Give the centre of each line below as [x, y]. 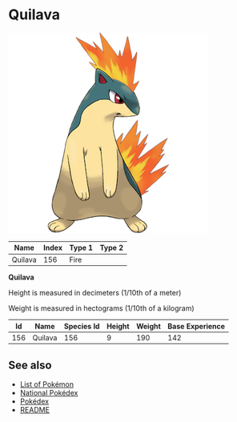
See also [30, 365]
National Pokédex [49, 393]
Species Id [82, 326]
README [35, 410]
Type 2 [112, 248]
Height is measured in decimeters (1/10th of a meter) [95, 293]
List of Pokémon [47, 384]
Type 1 [81, 248]
